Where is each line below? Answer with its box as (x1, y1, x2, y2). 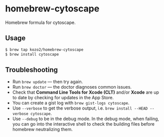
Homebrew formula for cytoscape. (5, 19, 76, 25)
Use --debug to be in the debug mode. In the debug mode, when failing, (12, 116, 160, 122)
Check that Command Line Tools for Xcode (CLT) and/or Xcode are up (12, 89, 160, 95)
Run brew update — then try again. (12, 79, 83, 85)
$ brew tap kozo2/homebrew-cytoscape (5, 47, 84, 52)
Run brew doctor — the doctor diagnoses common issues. (12, 84, 132, 90)
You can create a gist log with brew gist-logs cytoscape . (12, 100, 130, 106)
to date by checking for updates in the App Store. (12, 95, 114, 101)
